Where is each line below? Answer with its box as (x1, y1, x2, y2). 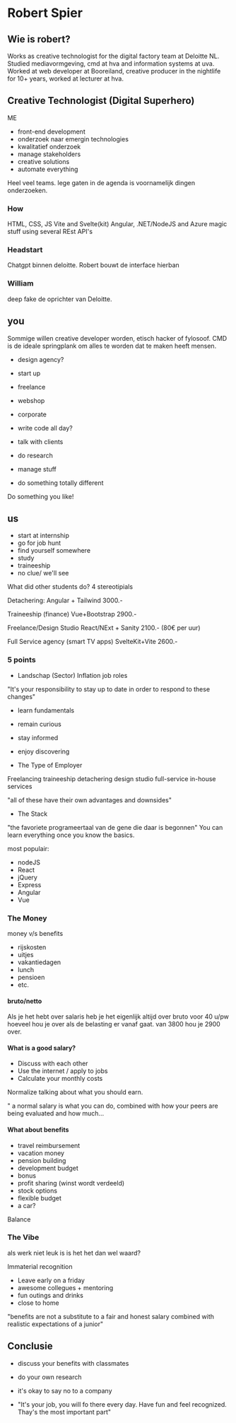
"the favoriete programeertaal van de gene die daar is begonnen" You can (7, 823, 223, 831)
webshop (17, 396, 45, 404)
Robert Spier (7, 5, 83, 21)
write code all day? (17, 423, 73, 432)
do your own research (17, 1373, 83, 1381)
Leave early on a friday (17, 1276, 85, 1284)
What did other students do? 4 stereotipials (7, 582, 133, 591)
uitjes (17, 950, 34, 959)
